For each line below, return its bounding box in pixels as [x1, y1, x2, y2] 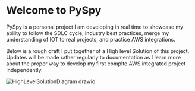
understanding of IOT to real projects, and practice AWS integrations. [6, 36, 175, 43]
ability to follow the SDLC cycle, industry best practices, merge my [6, 29, 169, 36]
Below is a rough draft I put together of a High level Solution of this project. [6, 47, 190, 54]
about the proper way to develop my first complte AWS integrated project [6, 60, 186, 67]
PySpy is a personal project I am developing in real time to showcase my [6, 23, 183, 30]
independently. [6, 66, 43, 73]
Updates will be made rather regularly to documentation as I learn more [6, 54, 181, 61]
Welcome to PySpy [6, 4, 102, 17]
